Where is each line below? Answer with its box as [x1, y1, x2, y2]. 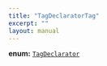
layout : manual [8, 27, 60, 35]
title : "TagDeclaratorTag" [8, 11, 100, 20]
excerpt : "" [8, 19, 49, 27]
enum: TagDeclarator [8, 49, 80, 59]
